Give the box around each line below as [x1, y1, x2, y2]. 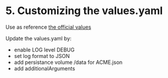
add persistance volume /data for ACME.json [14, 59, 123, 66]
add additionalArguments [14, 65, 76, 72]
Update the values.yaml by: [5, 35, 72, 42]
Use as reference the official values [5, 23, 92, 30]
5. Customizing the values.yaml [5, 4, 163, 18]
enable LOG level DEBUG [14, 46, 75, 53]
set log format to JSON [14, 52, 70, 59]
